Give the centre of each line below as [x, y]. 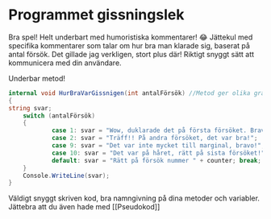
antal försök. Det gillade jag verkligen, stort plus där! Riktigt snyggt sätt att [131, 54]
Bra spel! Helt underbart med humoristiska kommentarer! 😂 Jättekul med [131, 37]
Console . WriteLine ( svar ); [67, 176]
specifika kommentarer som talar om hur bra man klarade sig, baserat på [129, 45]
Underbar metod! [37, 78]
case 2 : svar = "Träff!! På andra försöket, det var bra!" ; [154, 138]
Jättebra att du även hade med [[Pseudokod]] [84, 207]
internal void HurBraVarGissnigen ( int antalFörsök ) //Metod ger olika [129, 93]
